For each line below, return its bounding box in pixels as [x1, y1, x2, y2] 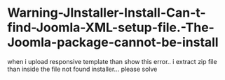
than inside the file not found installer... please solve [7, 65, 158, 73]
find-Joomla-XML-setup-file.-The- [7, 19, 215, 35]
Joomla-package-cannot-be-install [7, 35, 219, 50]
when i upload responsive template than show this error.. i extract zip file [7, 57, 217, 65]
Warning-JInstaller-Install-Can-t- [7, 5, 206, 21]
